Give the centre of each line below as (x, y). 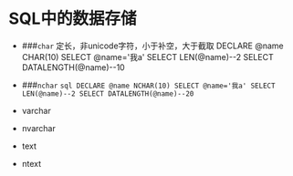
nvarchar (38, 128)
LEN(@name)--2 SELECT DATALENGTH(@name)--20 (108, 93)
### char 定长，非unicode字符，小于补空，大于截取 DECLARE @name (152, 46)
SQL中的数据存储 (73, 19)
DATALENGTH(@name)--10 (73, 67)
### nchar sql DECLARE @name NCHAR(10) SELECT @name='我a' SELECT (148, 85)
